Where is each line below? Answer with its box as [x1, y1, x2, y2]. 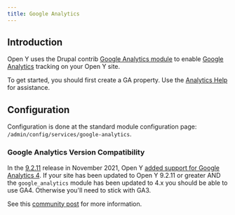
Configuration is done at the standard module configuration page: [7, 122, 197, 131]
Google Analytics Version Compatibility [7, 148, 145, 157]
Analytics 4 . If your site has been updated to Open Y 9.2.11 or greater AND [7, 171, 221, 179]
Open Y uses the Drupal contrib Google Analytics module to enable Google [7, 55, 224, 63]
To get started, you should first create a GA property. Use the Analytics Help [7, 76, 228, 84]
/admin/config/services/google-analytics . [7, 130, 132, 138]
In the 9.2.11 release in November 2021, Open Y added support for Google [7, 163, 220, 172]
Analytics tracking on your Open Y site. [7, 63, 121, 71]
